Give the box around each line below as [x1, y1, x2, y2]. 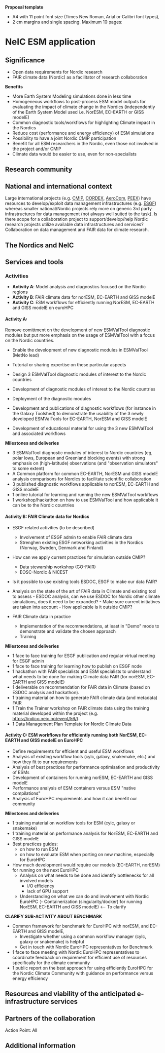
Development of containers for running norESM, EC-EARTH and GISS [12, 775, 153, 780]
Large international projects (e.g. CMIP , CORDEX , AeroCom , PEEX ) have [5, 195, 151, 201]
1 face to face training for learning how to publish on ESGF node [12, 663, 142, 669]
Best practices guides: [12, 841, 58, 847]
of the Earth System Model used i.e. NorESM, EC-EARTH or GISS [12, 109, 144, 115]
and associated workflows [12, 430, 66, 436]
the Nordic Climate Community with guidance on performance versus [12, 970, 154, 976]
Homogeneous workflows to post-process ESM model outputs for [12, 99, 146, 104]
